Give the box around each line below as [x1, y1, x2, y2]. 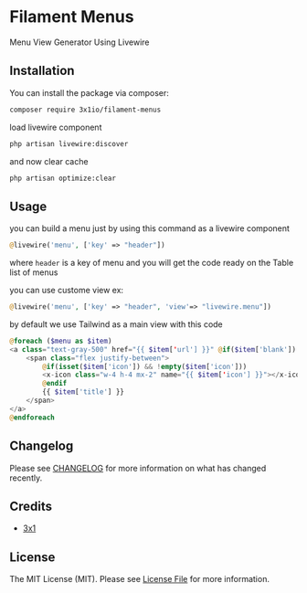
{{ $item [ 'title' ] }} [42, 387, 125, 397]
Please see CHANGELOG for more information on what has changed [9, 462, 267, 473]
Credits [9, 498, 53, 514]
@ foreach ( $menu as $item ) [9, 336, 112, 345]
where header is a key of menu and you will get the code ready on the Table [9, 258, 294, 269]
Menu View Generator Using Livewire [9, 37, 150, 48]
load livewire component [9, 122, 102, 132]
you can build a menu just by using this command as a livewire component [9, 223, 291, 234]
